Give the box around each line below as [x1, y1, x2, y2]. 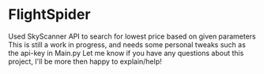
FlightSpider [8, 6, 91, 24]
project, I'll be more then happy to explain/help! [8, 57, 162, 66]
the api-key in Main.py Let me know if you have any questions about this [8, 48, 244, 57]
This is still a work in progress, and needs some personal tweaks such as [8, 39, 247, 49]
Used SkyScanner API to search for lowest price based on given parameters [8, 31, 256, 41]
